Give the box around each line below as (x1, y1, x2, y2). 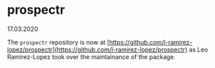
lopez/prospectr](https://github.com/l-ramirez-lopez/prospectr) (7, 45, 188, 54)
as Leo (189, 45, 208, 54)
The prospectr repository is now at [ (7, 38, 110, 46)
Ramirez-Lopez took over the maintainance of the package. (7, 52, 176, 60)
